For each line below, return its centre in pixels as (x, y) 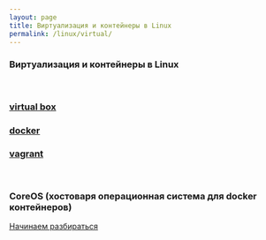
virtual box (33, 107)
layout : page (33, 17)
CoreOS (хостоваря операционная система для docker (133, 196)
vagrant (27, 154)
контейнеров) (41, 206)
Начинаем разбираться (54, 227)
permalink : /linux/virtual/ (61, 34)
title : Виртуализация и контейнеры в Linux (91, 26)
